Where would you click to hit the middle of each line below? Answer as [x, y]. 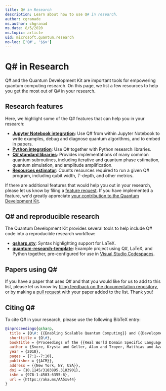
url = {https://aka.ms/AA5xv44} [43, 379]
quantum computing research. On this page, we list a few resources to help [82, 85]
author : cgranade [23, 19]
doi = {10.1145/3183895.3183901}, [45, 370]
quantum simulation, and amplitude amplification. [62, 165]
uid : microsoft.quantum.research [40, 38]
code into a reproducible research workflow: [50, 234]
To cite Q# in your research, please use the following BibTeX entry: [73, 319]
